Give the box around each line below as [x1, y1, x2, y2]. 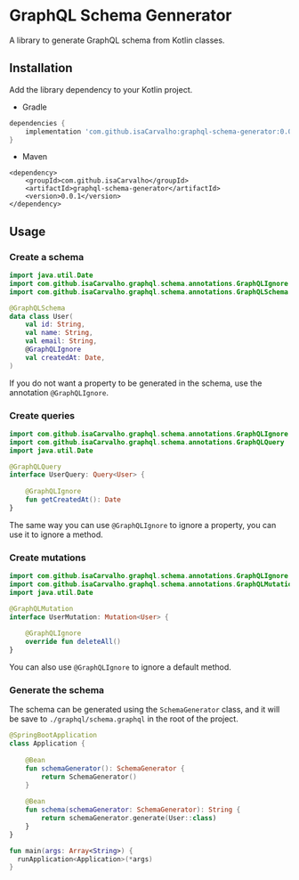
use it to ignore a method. [9, 529, 104, 540]
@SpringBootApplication [9, 731, 98, 740]
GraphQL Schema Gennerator [9, 5, 233, 26]
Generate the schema [9, 683, 105, 696]
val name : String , [25, 329, 93, 338]
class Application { [9, 739, 86, 748]
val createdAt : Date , [25, 353, 105, 362]
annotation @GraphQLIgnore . [9, 387, 109, 397]
